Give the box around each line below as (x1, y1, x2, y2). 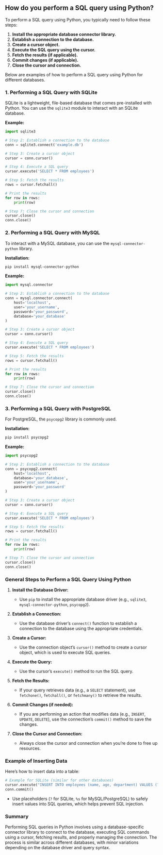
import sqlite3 (5, 129, 36, 134)
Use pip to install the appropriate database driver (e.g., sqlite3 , (19, 596, 147, 602)
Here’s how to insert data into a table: (5, 769, 80, 774)
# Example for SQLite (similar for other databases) (5, 778, 114, 783)
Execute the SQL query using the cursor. (12, 47, 96, 52)
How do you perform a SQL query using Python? (5, 4, 154, 12)
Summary (5, 813, 29, 820)
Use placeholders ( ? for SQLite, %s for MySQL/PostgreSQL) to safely (12, 796, 148, 802)
